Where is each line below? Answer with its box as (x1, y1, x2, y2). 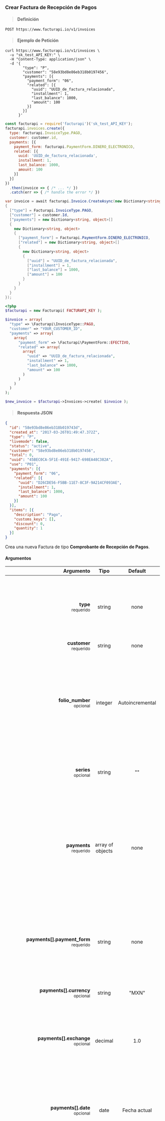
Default (128, 567, 146, 574)
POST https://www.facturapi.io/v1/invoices (5, 27, 96, 32)
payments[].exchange (37, 1035, 91, 1042)
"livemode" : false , (9, 439, 50, 444)
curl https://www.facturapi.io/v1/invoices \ (5, 48, 100, 53)
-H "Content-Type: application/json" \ (9, 57, 91, 62)
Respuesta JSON (17, 410, 53, 415)
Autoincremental (118, 700, 156, 707)
